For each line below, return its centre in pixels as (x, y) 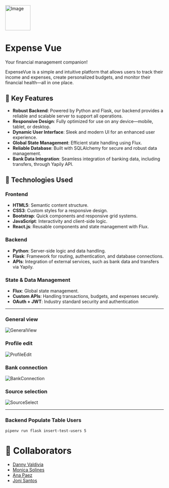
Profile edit (19, 343)
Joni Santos (25, 480)
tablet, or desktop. (31, 127)
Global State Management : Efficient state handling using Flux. (77, 143)
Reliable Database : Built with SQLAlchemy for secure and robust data (85, 148)
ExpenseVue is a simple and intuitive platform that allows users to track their (84, 72)
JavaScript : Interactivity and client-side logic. (60, 221)
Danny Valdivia (28, 465)
